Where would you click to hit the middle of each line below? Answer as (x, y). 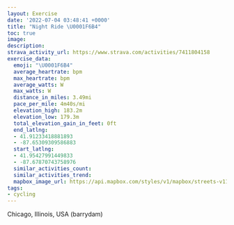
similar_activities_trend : (53, 175)
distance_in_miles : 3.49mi (53, 98)
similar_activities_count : (53, 168)
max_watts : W (32, 91)
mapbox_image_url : (40, 181)
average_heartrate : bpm (48, 72)
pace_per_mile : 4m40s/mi (49, 104)
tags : (15, 188)
